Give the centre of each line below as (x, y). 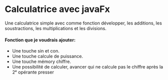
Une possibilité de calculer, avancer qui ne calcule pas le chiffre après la (88, 67)
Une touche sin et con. (36, 51)
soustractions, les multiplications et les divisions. (56, 28)
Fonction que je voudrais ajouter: (40, 40)
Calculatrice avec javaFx (57, 9)
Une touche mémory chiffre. (41, 61)
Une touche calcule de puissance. (48, 56)
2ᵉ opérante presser (33, 72)
